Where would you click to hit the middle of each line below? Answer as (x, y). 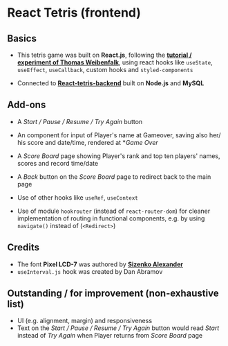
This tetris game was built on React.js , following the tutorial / (104, 55)
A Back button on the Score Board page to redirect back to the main (114, 176)
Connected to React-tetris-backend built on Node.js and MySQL (111, 83)
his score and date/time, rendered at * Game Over (88, 142)
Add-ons (27, 105)
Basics (22, 38)
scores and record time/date (58, 163)
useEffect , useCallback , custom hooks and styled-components (105, 70)
